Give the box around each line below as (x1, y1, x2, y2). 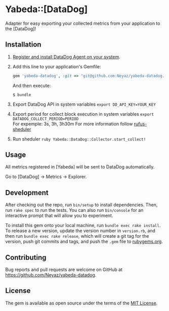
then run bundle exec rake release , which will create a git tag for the (5, 233, 149, 239)
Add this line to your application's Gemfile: (12, 63, 101, 69)
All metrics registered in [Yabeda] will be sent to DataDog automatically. (5, 164, 155, 170)
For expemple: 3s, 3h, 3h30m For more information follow (12, 120, 133, 127)
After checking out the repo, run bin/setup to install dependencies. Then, (5, 202, 158, 208)
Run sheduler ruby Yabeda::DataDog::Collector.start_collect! (12, 136, 146, 142)
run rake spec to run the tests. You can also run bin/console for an (5, 207, 144, 213)
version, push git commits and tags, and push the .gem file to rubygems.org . (5, 239, 163, 245)
